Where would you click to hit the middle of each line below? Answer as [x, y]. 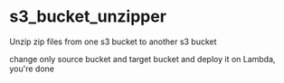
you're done [32, 69]
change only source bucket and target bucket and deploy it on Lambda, [142, 59]
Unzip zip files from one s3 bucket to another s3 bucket [113, 41]
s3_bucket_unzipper [88, 17]
